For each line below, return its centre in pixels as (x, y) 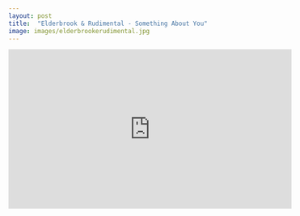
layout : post (30, 16)
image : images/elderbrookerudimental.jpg (79, 31)
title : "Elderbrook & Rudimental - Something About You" (108, 23)
